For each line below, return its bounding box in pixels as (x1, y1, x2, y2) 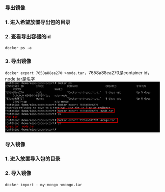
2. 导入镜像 (5, 170, 31, 177)
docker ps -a (5, 46, 32, 51)
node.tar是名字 (5, 76, 35, 82)
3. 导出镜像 (5, 58, 31, 65)
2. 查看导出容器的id (5, 33, 51, 40)
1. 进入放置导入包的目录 (5, 156, 60, 163)
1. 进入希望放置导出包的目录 (5, 19, 71, 26)
